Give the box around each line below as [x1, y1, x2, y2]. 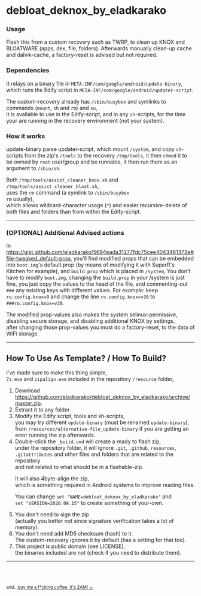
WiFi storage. [6, 330, 39, 337]
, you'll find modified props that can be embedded [70, 255, 194, 262]
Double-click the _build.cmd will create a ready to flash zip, [14, 438, 162, 445]
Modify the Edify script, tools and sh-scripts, [14, 413, 125, 420]
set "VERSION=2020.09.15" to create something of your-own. [14, 500, 164, 507]
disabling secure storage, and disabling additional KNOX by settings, [6, 317, 175, 325]
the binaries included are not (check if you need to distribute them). [14, 549, 182, 556]
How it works [6, 132, 45, 140]
